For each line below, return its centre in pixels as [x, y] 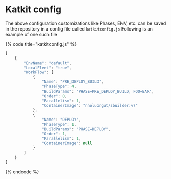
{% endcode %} [22, 172]
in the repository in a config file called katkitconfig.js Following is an [79, 28]
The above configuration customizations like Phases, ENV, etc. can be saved [86, 23]
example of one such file [31, 34]
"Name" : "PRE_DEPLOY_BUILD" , [72, 82]
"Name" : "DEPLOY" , [61, 120]
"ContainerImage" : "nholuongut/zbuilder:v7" [90, 105]
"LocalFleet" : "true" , [48, 68]
